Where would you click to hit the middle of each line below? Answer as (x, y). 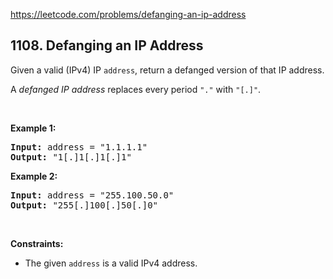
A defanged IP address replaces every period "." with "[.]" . (136, 89)
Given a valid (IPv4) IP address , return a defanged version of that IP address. (167, 70)
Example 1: (33, 128)
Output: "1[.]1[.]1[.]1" (71, 157)
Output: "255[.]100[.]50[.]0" (84, 205)
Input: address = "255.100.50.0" (92, 195)
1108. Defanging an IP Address (107, 45)
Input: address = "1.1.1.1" (79, 147)
